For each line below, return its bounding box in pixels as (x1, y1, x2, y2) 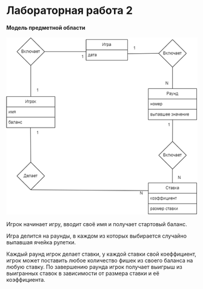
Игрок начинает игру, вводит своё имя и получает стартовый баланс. (6, 220, 187, 227)
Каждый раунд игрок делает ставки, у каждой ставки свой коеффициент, (6, 250, 197, 258)
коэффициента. (6, 276, 45, 283)
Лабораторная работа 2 (6, 4, 133, 18)
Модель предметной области (6, 24, 86, 31)
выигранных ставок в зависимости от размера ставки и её (6, 270, 159, 277)
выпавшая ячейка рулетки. (6, 238, 76, 245)
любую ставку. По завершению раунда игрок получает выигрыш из (6, 263, 183, 270)
